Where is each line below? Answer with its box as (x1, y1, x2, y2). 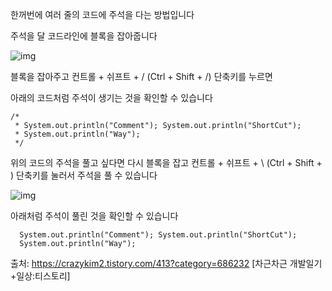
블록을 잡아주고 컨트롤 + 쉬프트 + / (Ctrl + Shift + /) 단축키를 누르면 (10, 71, 273, 82)
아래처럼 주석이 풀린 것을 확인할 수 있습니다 (10, 210, 179, 222)
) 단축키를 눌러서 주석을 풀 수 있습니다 (10, 169, 158, 181)
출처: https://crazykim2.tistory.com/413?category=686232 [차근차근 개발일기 (10, 258, 323, 269)
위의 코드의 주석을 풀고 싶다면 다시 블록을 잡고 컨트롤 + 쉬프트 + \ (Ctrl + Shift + (10, 157, 323, 168)
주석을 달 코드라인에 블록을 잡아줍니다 (10, 30, 158, 42)
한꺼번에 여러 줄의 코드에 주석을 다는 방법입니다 (10, 9, 195, 20)
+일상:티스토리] (10, 270, 71, 282)
